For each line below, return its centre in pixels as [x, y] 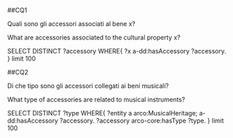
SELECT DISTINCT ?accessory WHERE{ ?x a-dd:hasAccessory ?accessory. [117, 51]
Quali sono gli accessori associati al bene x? [71, 24]
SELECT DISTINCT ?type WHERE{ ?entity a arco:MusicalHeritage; [103, 113]
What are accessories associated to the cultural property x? [94, 37]
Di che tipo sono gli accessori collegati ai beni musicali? [88, 86]
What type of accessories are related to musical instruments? [96, 99]
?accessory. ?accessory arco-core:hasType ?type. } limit [141, 120]
